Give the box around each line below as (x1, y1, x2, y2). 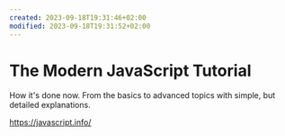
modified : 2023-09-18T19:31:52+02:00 (9, 22, 151, 31)
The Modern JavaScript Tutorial (9, 60, 252, 81)
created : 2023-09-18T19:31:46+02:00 (9, 13, 147, 23)
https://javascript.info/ (9, 117, 92, 128)
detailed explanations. (9, 100, 92, 111)
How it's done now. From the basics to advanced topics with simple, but (9, 90, 276, 101)
